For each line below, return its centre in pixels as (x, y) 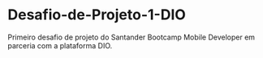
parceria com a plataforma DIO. (60, 45)
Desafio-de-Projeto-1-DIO (97, 15)
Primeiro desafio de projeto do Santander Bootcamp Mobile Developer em (131, 37)
